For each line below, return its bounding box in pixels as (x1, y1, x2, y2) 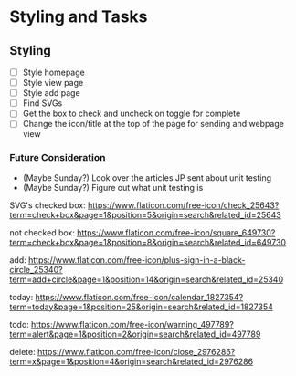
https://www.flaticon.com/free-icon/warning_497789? (30, 319, 235, 329)
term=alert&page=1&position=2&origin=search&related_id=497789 (9, 329, 261, 339)
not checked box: (9, 226, 75, 238)
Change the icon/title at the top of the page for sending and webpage (22, 119, 285, 130)
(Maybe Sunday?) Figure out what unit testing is (22, 182, 204, 193)
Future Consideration (9, 151, 106, 164)
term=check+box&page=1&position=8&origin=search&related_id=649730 (9, 236, 286, 247)
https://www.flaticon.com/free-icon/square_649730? (76, 226, 276, 238)
